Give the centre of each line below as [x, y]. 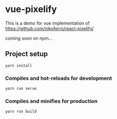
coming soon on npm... [29, 38]
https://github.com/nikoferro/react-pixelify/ [49, 28]
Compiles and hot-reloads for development [59, 78]
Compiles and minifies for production [51, 101]
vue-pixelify [31, 9]
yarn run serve [21, 89]
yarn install [19, 66]
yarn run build [21, 111]
